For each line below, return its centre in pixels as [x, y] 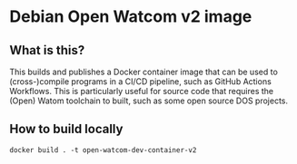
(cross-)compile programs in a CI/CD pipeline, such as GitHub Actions [141, 82]
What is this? [47, 50]
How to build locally [66, 129]
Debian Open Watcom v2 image [131, 17]
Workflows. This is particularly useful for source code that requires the [142, 91]
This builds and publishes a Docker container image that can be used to [144, 72]
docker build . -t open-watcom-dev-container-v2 [103, 150]
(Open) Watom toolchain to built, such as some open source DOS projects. [149, 101]
